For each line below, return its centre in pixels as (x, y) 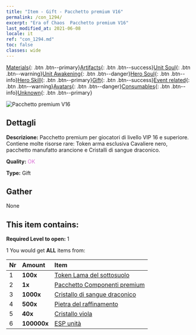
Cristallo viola (73, 314)
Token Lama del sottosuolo (92, 275)
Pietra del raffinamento (86, 304)
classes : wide (24, 51)
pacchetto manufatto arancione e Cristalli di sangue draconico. (83, 150)
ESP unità (68, 324)
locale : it (20, 34)
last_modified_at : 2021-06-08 (44, 28)
